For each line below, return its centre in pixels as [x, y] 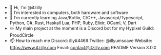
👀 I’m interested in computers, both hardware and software [69, 13]
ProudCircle [22, 35]
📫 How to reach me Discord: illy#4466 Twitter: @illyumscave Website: [81, 41]
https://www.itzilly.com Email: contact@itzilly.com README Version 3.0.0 [83, 48]
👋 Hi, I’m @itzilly [26, 7]
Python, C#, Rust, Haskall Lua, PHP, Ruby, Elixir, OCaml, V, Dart [73, 23]
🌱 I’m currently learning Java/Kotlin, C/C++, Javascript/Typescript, [77, 18]
